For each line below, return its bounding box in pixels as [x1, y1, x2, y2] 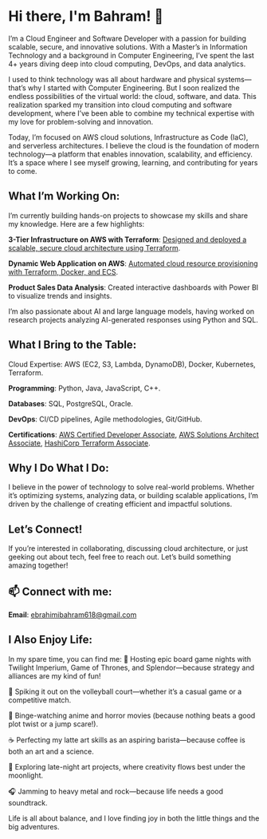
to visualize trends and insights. [8, 291, 112, 300]
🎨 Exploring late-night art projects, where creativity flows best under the [8, 762, 245, 771]
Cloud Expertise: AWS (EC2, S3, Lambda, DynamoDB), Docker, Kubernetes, [8, 359, 257, 369]
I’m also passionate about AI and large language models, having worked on [8, 307, 255, 316]
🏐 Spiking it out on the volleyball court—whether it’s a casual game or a [8, 687, 242, 696]
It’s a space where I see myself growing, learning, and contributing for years [8, 157, 258, 167]
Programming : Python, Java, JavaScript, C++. [8, 383, 161, 393]
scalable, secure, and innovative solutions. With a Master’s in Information [8, 42, 248, 51]
